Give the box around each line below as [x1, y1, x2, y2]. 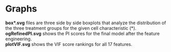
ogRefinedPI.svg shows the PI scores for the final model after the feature [5, 30, 160, 36]
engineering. [5, 36, 32, 42]
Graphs [5, 3, 37, 15]
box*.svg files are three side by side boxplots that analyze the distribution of [5, 20, 166, 26]
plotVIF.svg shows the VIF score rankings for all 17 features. [5, 41, 133, 47]
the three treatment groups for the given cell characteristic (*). [5, 25, 137, 31]
